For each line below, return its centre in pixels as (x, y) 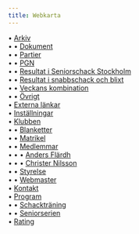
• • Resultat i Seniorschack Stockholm (69, 71)
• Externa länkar (34, 104)
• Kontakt (23, 188)
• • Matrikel (27, 137)
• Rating (21, 221)
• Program (25, 196)
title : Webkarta (34, 15)
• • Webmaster (32, 179)
